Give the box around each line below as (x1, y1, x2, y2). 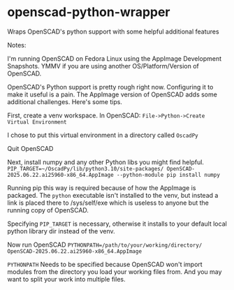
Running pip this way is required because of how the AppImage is (7, 183, 196, 192)
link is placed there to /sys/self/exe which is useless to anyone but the (7, 198, 210, 207)
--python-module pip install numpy (116, 171, 220, 178)
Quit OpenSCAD (7, 144, 54, 152)
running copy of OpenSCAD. (7, 205, 89, 214)
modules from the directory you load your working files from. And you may (7, 267, 222, 276)
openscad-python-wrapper (7, 4, 170, 20)
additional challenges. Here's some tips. (7, 97, 122, 106)
